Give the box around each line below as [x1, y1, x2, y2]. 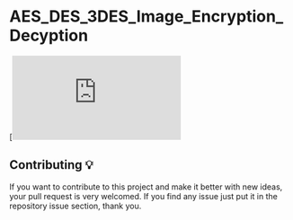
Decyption [9, 25, 88, 46]
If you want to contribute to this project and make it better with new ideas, [9, 181, 283, 192]
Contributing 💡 [9, 157, 94, 172]
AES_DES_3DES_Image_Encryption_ [9, 6, 284, 27]
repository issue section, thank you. [9, 200, 142, 211]
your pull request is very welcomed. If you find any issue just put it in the [9, 190, 279, 201]
